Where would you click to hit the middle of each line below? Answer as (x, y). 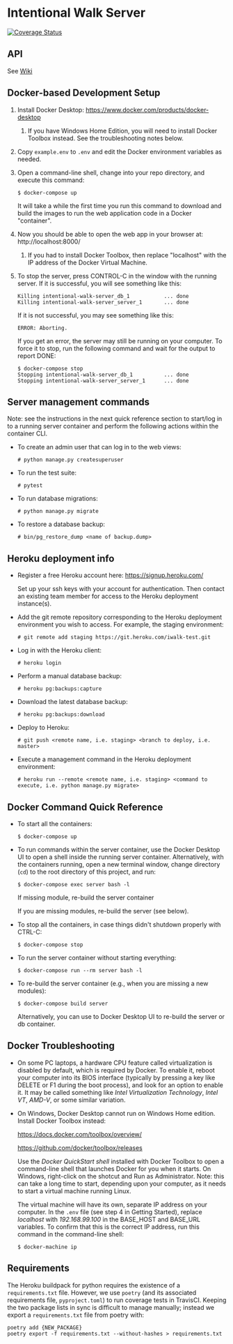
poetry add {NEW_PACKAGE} (45, 1327)
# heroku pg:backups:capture (59, 689)
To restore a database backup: (61, 524)
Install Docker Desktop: (51, 110)
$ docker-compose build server (63, 1003)
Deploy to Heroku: (43, 728)
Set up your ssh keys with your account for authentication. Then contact (121, 589)
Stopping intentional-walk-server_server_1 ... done (103, 381)
